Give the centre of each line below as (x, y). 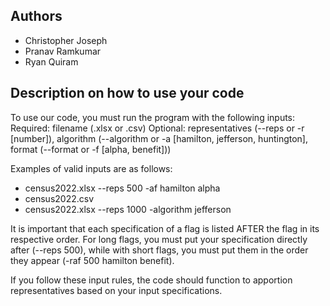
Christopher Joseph (66, 40)
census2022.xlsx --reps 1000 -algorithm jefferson (128, 209)
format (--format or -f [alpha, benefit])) (91, 149)
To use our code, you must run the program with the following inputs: (153, 117)
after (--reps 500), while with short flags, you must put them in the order (159, 250)
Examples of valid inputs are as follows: (91, 168)
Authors (36, 16)
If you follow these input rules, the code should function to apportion (151, 280)
